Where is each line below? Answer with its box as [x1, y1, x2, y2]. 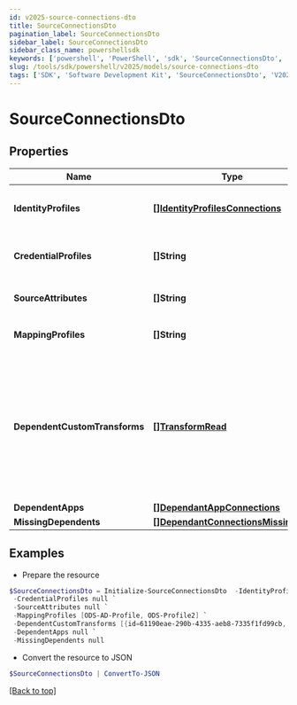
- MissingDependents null [12, 636, 104, 645]
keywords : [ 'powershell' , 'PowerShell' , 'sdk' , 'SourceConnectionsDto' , [9, 54, 283, 63]
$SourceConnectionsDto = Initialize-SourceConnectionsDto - [9, 586, 240, 595]
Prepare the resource [21, 569, 100, 580]
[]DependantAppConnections [153, 501, 281, 513]
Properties [9, 144, 69, 160]
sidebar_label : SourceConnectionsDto [9, 37, 148, 47]
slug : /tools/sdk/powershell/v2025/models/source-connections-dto [9, 63, 259, 72]
